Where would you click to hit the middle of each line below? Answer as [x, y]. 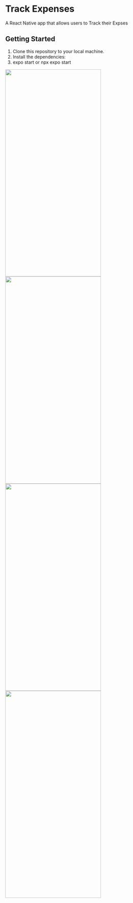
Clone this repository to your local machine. [58, 51]
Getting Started [30, 39]
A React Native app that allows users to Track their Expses [67, 23]
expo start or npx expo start [42, 62]
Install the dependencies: [39, 57]
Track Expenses [40, 9]
